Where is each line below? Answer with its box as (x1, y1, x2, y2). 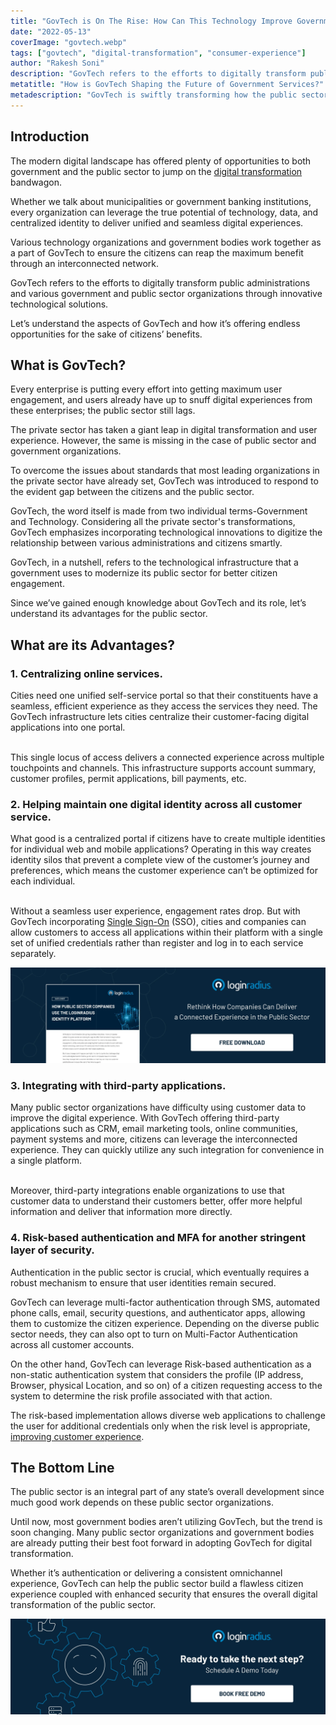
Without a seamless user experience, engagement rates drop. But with (10, 905, 301, 917)
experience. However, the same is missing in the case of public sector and (10, 435, 317, 447)
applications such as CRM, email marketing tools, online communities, (10, 1123, 298, 1135)
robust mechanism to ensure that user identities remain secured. (10, 1276, 277, 1289)
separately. (10, 948, 57, 960)
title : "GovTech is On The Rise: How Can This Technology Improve (10, 16, 293, 26)
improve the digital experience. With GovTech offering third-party (10, 1112, 280, 1124)
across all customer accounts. (10, 1338, 135, 1350)
